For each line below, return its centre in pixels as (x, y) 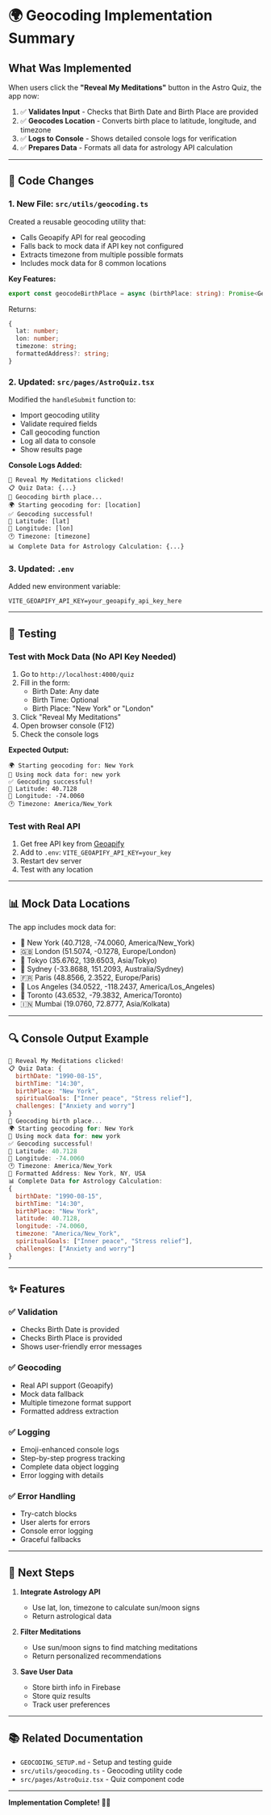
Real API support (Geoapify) (67, 1385)
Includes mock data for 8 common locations (93, 263)
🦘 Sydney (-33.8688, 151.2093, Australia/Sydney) (102, 969)
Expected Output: (39, 750)
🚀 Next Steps (42, 1572)
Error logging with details (62, 1475)
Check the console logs (59, 734)
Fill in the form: (45, 683)
